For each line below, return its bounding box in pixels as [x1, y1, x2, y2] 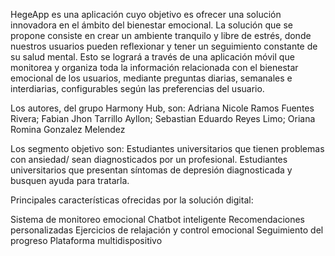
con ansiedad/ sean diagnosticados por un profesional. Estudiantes [10, 154, 288, 165]
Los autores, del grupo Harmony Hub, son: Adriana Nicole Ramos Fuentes [10, 102, 315, 114]
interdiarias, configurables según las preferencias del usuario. [10, 83, 265, 94]
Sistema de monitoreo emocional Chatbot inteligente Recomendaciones [10, 214, 305, 225]
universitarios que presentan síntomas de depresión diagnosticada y [10, 164, 293, 176]
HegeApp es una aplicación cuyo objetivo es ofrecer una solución [10, 9, 282, 20]
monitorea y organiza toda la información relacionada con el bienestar [10, 62, 299, 73]
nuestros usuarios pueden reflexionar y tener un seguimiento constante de [10, 40, 318, 52]
